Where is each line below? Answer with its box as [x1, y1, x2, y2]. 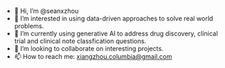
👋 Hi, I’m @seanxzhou [14, 7, 79, 15]
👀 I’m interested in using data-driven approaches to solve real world [14, 14, 214, 23]
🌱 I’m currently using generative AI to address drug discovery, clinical [14, 29, 219, 38]
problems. [14, 22, 44, 30]
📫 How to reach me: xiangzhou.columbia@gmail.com [14, 52, 172, 60]
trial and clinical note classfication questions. [14, 37, 147, 45]
